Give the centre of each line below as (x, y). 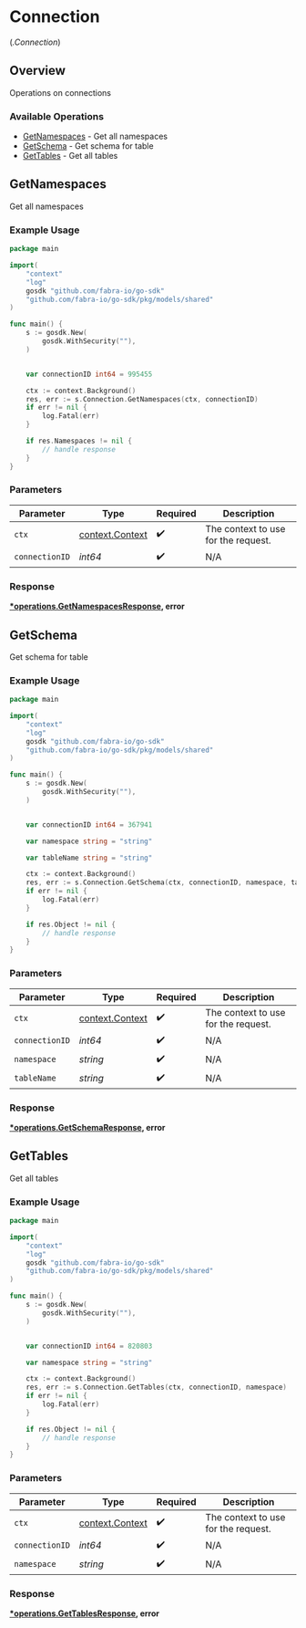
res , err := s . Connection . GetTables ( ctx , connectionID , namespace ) (156, 1388)
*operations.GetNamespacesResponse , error (97, 606)
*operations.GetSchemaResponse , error (87, 1127)
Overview (38, 71)
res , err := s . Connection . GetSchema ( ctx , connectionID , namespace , (156, 882)
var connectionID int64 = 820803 (89, 1346)
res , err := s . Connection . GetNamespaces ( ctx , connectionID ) (142, 399)
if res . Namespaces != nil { (79, 441)
